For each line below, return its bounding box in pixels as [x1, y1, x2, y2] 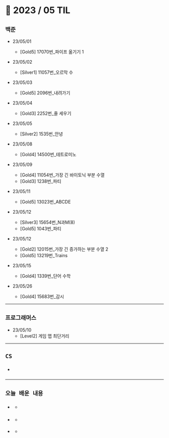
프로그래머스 [5, 314, 37, 322]
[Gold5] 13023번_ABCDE [20, 199, 71, 205]
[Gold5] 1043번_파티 [20, 226, 62, 231]
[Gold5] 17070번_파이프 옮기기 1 [20, 49, 84, 55]
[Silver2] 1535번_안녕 [20, 131, 63, 137]
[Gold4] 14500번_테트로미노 [20, 152, 76, 157]
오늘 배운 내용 [5, 390, 43, 397]
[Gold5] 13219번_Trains [20, 253, 68, 258]
